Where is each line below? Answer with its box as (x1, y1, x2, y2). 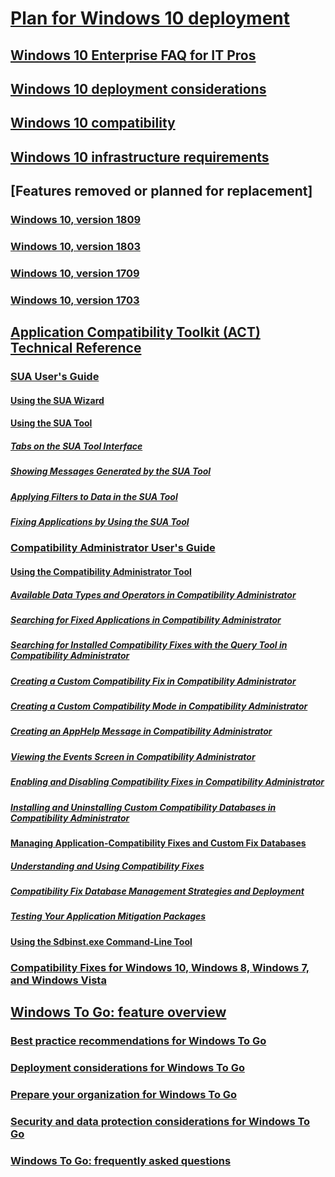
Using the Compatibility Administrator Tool (10, 566, 192, 578)
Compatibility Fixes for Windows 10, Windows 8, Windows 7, (10, 960, 310, 974)
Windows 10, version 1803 (10, 239, 141, 253)
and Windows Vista (10, 973, 107, 987)
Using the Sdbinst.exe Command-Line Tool (10, 935, 193, 947)
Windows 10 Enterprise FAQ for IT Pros (10, 47, 257, 64)
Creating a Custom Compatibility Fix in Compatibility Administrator (10, 675, 297, 687)
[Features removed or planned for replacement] (10, 183, 313, 200)
